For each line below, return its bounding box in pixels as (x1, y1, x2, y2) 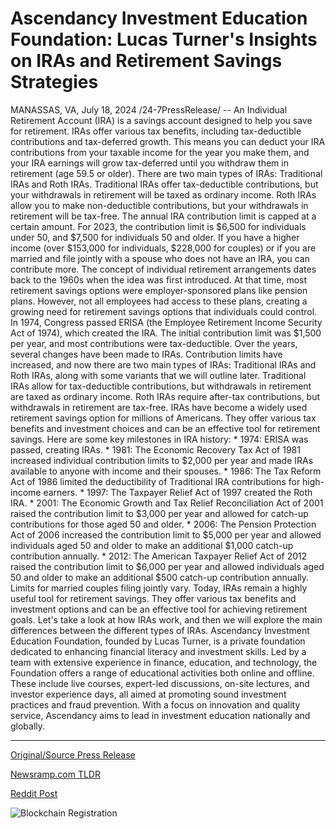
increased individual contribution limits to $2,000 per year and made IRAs (10, 454, 314, 466)
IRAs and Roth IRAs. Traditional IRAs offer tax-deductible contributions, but (10, 178, 319, 190)
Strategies (10, 71, 99, 94)
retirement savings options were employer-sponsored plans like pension (10, 284, 308, 296)
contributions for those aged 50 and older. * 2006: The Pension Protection (10, 518, 317, 530)
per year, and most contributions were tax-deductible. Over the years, (10, 337, 298, 349)
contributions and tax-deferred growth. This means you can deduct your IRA (10, 135, 326, 147)
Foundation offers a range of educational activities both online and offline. (10, 667, 315, 679)
